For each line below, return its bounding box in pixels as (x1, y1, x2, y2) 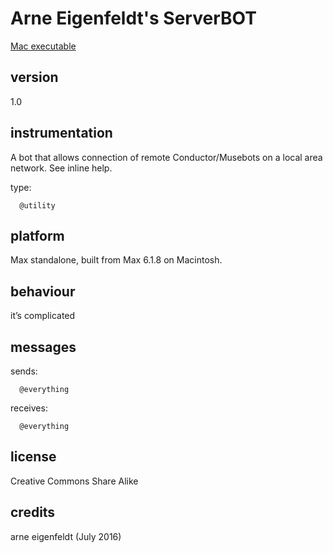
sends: (10, 365, 38, 377)
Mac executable (10, 40, 77, 52)
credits (10, 504, 56, 521)
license (10, 448, 57, 466)
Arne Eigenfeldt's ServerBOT (10, 7, 257, 30)
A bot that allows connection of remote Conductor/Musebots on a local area (10, 151, 323, 163)
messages (10, 338, 77, 356)
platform (10, 227, 65, 244)
